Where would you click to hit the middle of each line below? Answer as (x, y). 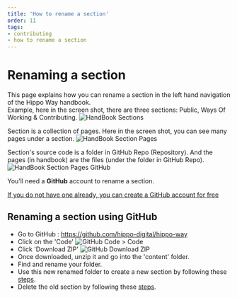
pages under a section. (41, 139)
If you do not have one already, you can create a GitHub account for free (113, 195)
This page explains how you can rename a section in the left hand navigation (119, 95)
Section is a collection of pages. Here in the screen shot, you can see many (117, 131)
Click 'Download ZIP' (48, 249)
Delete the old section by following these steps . (87, 287)
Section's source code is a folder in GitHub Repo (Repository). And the (110, 152)
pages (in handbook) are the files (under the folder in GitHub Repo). (106, 160)
